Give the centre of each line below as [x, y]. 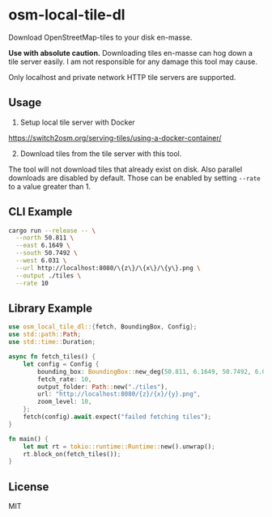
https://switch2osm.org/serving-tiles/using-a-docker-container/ [115, 138]
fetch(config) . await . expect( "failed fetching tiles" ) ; [117, 417]
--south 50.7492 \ [47, 253]
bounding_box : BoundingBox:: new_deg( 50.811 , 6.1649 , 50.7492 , [144, 371]
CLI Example [40, 212]
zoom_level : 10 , [65, 402]
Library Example [51, 308]
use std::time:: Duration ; [52, 342]
